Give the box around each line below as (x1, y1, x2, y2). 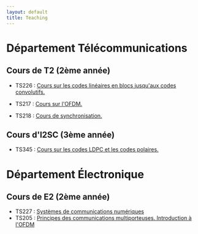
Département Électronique (6, 167, 144, 181)
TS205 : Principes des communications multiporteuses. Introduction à (15, 214, 192, 222)
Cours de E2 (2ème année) (6, 191, 110, 202)
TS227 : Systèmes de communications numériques (15, 208, 145, 215)
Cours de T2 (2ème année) (6, 66, 111, 76)
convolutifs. (15, 88, 45, 96)
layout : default (6, 9, 48, 15)
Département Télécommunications (6, 41, 188, 55)
